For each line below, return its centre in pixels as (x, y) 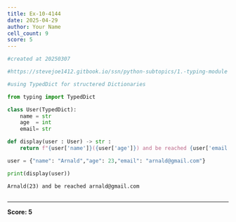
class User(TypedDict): (42, 109)
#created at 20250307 (39, 59)
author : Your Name (34, 27)
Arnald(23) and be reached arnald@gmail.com (73, 186)
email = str (36, 129)
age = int (36, 123)
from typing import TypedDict (52, 97)
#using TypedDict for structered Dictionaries (77, 84)
